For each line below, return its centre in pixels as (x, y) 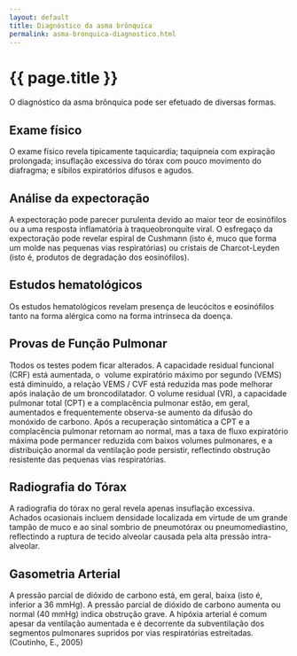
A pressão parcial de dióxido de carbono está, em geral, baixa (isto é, (136, 596)
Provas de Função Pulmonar (88, 344)
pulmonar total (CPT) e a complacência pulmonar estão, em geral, (129, 402)
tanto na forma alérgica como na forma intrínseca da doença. (121, 316)
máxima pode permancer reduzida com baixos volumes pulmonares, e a (141, 441)
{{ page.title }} (64, 78)
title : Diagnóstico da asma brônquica (81, 26)
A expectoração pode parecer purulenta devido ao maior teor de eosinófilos (148, 219)
